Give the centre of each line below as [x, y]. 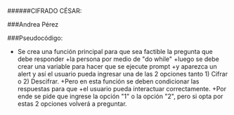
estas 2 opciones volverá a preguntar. [72, 104]
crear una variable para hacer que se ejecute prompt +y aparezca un [117, 66]
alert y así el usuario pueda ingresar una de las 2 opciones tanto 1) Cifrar [123, 74]
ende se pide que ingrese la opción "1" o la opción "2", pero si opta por [120, 96]
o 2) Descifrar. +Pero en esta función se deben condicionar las [108, 81]
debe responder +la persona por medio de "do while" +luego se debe [118, 59]
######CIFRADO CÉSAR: [45, 11]
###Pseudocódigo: [35, 38]
